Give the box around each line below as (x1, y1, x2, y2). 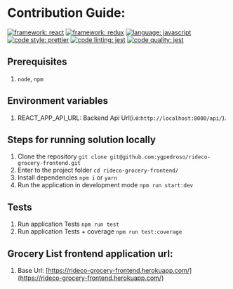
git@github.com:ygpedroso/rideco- (109, 154, 211, 161)
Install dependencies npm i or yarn (17, 173, 118, 182)
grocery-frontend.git (17, 160, 81, 167)
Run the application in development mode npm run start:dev (17, 181, 194, 189)
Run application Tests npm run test (17, 220, 119, 229)
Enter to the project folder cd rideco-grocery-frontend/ (17, 166, 179, 175)
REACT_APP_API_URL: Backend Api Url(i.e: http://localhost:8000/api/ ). (17, 114, 227, 122)
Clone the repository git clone (17, 152, 107, 161)
